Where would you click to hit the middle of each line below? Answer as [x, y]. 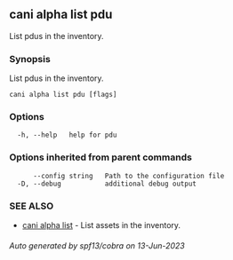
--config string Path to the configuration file [129, 176]
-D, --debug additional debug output [107, 184]
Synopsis [30, 59]
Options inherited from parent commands [101, 157]
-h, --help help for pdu [67, 135]
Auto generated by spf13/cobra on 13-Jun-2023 [97, 245]
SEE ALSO [32, 206]
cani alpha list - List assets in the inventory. [101, 225]
